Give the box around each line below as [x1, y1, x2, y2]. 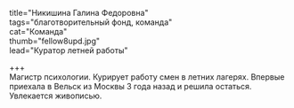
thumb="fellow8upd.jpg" [9, 35, 101, 46]
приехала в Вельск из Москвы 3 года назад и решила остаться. [9, 81, 252, 91]
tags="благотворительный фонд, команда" [9, 17, 173, 27]
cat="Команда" [9, 27, 68, 36]
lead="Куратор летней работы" [9, 45, 128, 56]
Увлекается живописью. [9, 90, 102, 101]
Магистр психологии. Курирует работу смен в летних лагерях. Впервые [9, 72, 285, 82]
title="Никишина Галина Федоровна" [9, 8, 149, 18]
